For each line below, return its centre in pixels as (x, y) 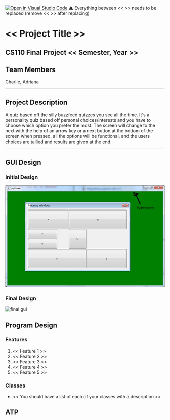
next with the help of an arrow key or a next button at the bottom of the (79, 131)
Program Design (31, 325)
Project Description (36, 102)
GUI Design (23, 162)
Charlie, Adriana (22, 82)
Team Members (30, 69)
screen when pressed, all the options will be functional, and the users (78, 136)
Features (16, 340)
